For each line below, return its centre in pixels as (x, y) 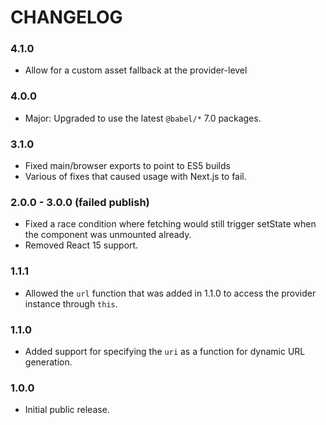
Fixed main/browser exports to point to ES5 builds (127, 166)
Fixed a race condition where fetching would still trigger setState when (170, 224)
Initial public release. (67, 410)
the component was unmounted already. (108, 235)
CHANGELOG (66, 17)
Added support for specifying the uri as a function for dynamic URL (165, 351)
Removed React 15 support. (81, 245)
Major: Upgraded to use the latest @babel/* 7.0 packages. (143, 118)
